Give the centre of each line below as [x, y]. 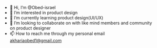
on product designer [30, 28]
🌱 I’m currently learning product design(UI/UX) [56, 18]
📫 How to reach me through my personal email [57, 33]
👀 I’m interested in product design [44, 13]
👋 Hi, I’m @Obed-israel [33, 8]
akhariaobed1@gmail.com [36, 40]
